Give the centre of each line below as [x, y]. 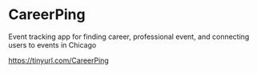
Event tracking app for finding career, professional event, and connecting [129, 36]
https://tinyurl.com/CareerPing [59, 60]
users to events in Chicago [52, 44]
